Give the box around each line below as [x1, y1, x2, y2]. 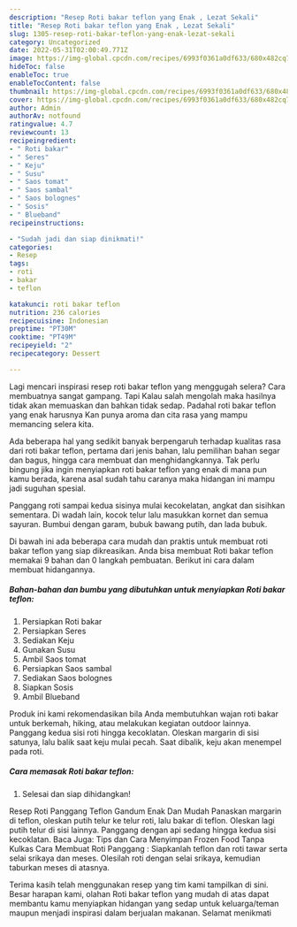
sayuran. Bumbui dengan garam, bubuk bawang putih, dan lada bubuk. [9, 518, 268, 529]
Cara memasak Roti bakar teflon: [9, 766, 134, 777]
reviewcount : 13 [9, 128, 69, 137]
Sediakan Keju [21, 634, 75, 646]
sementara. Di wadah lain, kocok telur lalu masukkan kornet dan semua [9, 509, 269, 520]
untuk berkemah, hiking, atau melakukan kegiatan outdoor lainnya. [9, 717, 252, 728]
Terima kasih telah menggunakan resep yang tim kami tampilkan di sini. [9, 879, 269, 890]
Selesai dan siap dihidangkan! [21, 788, 131, 799]
